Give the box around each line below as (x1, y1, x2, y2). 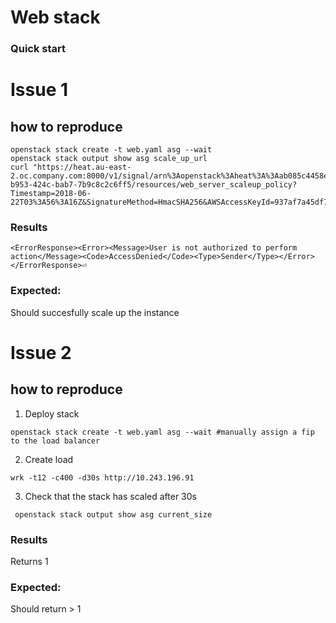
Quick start (10, 42, 67, 56)
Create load (24, 453, 74, 465)
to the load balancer (10, 436, 101, 446)
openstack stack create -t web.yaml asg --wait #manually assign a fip (10, 427, 315, 437)
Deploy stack (24, 407, 80, 420)
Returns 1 (10, 556, 49, 567)
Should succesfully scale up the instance (10, 306, 180, 318)
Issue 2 (10, 341, 72, 364)
